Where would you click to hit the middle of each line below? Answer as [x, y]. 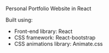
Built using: [19, 20]
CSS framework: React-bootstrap [55, 37]
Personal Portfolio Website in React [49, 9]
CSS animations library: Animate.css [58, 44]
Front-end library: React [43, 31]
